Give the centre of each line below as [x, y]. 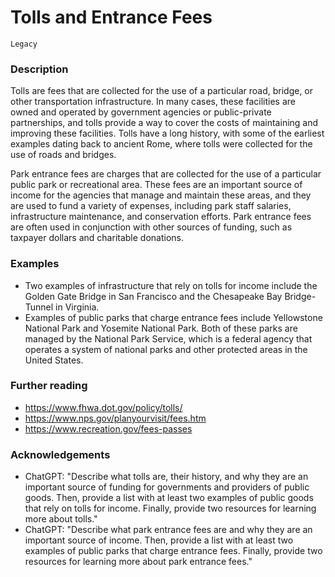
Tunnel [39, 307]
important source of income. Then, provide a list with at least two [159, 540]
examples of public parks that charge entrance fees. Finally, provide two [173, 551]
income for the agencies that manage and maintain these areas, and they [161, 195]
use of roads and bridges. [63, 155]
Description [39, 69]
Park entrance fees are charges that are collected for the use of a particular [166, 174]
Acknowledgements [60, 454]
